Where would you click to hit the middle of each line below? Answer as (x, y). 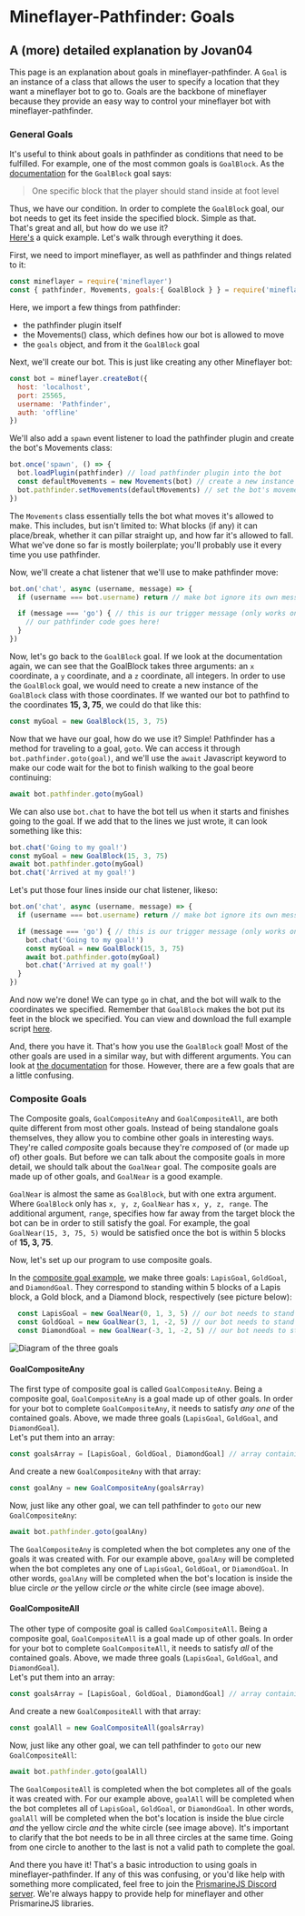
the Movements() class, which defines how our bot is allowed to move (153, 335)
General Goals (41, 134)
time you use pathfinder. (55, 554)
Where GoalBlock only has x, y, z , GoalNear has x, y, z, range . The (139, 1204)
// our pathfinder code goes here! (93, 622)
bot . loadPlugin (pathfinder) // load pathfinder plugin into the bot (150, 473)
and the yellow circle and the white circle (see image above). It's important (149, 1827)
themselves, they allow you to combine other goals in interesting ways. (142, 1138)
